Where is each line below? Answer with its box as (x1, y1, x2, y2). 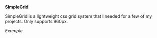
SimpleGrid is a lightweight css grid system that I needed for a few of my (5, 13, 152, 19)
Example (5, 28, 23, 33)
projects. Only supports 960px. (5, 19, 68, 24)
